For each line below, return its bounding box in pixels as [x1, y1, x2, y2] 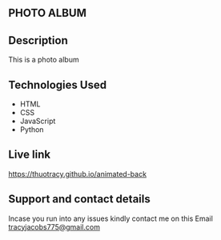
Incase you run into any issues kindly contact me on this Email [8, 214, 214, 223]
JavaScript [19, 116, 56, 126]
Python [19, 125, 44, 134]
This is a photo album [8, 55, 79, 65]
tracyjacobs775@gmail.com [8, 222, 100, 231]
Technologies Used [8, 78, 106, 91]
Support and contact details [8, 192, 151, 206]
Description [8, 34, 68, 47]
